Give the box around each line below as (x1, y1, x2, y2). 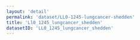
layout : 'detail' (6, 8, 50, 15)
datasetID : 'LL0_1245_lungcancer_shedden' (6, 25, 114, 31)
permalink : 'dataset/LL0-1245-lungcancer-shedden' (6, 14, 135, 20)
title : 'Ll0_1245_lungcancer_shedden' (6, 19, 103, 25)
